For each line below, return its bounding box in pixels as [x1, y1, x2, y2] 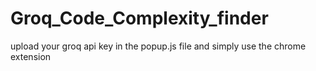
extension [10, 50, 52, 62]
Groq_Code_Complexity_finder [10, 7, 269, 30]
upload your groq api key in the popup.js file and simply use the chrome [10, 40, 307, 52]
